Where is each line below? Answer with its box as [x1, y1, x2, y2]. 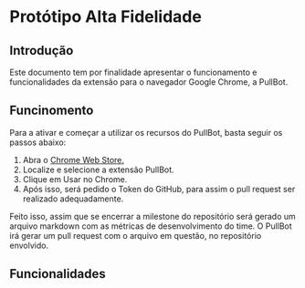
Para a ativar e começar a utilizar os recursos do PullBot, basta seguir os [9, 127, 283, 138]
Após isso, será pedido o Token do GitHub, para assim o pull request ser [22, 183, 296, 194]
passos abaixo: [9, 137, 67, 148]
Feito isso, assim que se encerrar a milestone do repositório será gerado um [9, 211, 297, 221]
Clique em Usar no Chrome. [22, 173, 128, 184]
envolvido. [9, 240, 48, 251]
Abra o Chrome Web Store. [22, 154, 125, 165]
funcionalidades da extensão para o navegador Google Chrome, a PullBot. [9, 77, 289, 87]
